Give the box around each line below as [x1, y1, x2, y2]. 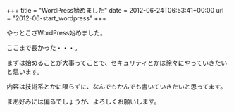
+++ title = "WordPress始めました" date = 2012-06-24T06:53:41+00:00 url [6, 6, 224, 14]
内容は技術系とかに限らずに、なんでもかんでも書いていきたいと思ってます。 [6, 82, 227, 90]
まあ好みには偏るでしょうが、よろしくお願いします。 [6, 97, 161, 106]
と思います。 [6, 68, 44, 75]
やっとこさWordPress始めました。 [6, 29, 107, 37]
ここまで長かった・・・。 [6, 44, 81, 51]
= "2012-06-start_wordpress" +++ [6, 14, 107, 23]
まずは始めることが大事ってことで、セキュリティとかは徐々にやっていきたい [6, 58, 228, 67]
